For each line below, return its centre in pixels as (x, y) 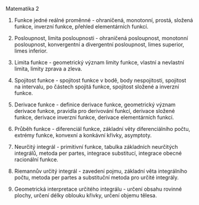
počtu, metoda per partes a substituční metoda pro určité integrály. (97, 178)
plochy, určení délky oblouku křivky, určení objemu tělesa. (85, 195)
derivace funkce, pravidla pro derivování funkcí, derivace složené (94, 111)
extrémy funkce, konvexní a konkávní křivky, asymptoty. (83, 135)
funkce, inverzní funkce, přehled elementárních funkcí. (81, 27)
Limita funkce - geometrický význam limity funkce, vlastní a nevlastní (99, 62)
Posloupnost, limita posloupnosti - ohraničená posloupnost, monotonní (101, 38)
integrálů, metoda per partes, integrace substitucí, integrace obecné (98, 153)
